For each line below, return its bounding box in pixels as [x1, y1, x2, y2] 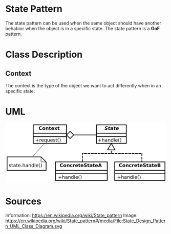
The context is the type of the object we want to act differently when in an [5, 82, 161, 88]
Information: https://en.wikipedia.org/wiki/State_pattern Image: [5, 213, 138, 219]
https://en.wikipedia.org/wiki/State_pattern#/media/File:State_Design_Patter [5, 218, 166, 224]
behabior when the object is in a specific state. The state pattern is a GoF [5, 25, 160, 31]
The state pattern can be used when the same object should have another [5, 20, 161, 26]
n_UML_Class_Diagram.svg [5, 223, 62, 229]
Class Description [5, 49, 83, 60]
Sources [5, 195, 42, 207]
